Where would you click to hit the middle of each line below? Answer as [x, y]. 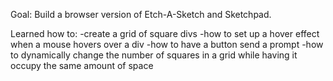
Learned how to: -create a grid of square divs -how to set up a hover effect [165, 33]
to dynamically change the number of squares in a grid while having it [154, 55]
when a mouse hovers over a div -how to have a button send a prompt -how [167, 44]
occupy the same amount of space [82, 65]
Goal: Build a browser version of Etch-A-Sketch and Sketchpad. [141, 14]
